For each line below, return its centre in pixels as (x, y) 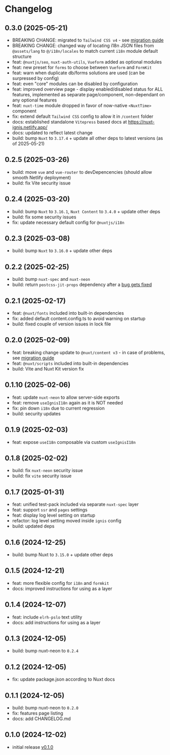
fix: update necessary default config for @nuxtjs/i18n (68, 222)
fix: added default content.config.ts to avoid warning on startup (79, 319)
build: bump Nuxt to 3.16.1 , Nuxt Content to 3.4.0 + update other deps (86, 211)
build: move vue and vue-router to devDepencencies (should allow (82, 172)
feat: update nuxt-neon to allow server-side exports (66, 397)
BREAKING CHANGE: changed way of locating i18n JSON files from (83, 46)
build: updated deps (33, 526)
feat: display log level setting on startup (54, 515)
